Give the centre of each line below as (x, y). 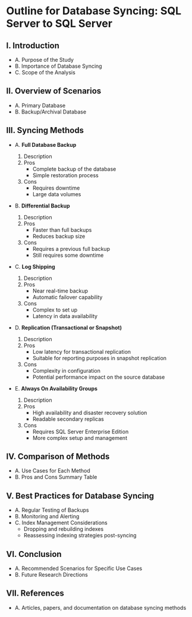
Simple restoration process (66, 175)
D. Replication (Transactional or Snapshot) (68, 328)
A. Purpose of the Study (44, 60)
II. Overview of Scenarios (54, 91)
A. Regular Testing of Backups (52, 510)
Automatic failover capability (67, 297)
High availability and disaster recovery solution (90, 413)
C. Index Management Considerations (61, 523)
